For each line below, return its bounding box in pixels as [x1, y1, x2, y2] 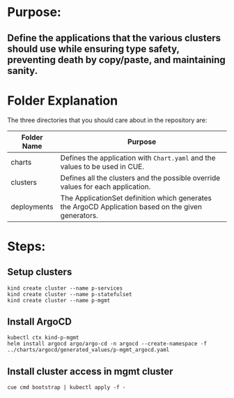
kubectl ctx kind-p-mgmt [7, 334, 79, 341]
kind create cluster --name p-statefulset [7, 290, 132, 297]
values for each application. [60, 182, 151, 191]
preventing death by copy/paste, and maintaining [7, 54, 226, 66]
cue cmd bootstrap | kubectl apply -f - [7, 384, 127, 391]
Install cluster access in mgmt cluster [7, 365, 173, 377]
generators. [60, 210, 99, 220]
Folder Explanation [7, 92, 118, 108]
